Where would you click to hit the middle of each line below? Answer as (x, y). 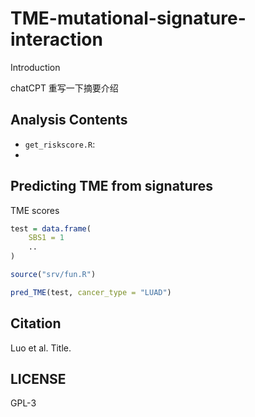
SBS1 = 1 (46, 238)
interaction (56, 39)
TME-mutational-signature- (128, 18)
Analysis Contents (69, 120)
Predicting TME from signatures (111, 186)
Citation (36, 323)
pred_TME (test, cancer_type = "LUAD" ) (91, 292)
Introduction (35, 67)
